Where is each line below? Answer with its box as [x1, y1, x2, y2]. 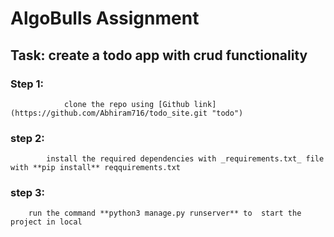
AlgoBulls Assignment [10, 7, 200, 30]
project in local [10, 217, 83, 227]
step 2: [10, 131, 45, 145]
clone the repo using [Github [63, 99, 190, 109]
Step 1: [10, 77, 44, 91]
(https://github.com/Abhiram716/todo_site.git [10, 108, 208, 118]
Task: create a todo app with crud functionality [10, 47, 308, 64]
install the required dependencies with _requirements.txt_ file [46, 154, 325, 164]
